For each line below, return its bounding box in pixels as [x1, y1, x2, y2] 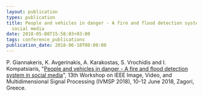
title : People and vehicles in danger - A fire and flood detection [6, 20, 182, 26]
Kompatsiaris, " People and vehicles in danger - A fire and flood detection [6, 65, 188, 72]
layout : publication [6, 8, 59, 15]
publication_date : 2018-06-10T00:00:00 [6, 43, 107, 49]
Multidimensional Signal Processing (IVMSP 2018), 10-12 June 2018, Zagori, [6, 77, 195, 85]
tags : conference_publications [6, 37, 85, 43]
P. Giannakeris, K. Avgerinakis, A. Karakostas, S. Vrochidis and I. [6, 58, 166, 66]
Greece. [6, 84, 27, 91]
